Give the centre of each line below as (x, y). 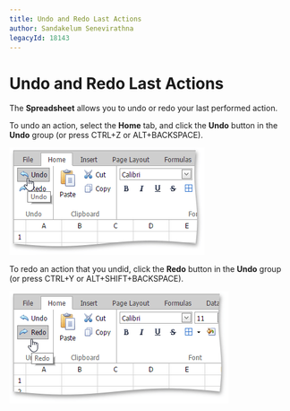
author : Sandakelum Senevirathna (72, 28)
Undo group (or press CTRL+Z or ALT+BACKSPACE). (106, 136)
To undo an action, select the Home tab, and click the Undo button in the (144, 126)
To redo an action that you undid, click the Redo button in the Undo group (145, 269)
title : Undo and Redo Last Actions (76, 19)
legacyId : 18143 (39, 38)
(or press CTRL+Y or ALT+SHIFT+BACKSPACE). (97, 279)
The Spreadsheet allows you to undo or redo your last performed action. (144, 109)
